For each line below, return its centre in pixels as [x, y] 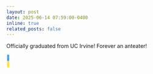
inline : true [23, 23]
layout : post [23, 12]
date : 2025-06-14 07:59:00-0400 [47, 18]
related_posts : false [34, 29]
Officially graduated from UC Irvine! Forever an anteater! [77, 46]
